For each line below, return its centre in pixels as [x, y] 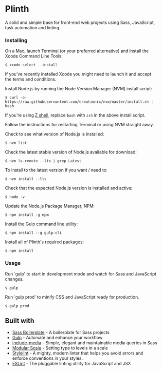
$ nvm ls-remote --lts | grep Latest [43, 161]
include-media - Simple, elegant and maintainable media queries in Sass [84, 343]
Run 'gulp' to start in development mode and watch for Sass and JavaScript [81, 273]
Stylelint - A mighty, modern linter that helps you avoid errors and [78, 353]
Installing [16, 40]
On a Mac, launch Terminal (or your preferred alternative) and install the [77, 51]
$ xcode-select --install [31, 65]
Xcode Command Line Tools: [34, 56]
